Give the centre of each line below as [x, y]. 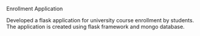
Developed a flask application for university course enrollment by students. [100, 20]
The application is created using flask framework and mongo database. [95, 27]
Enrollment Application [35, 9]
